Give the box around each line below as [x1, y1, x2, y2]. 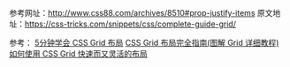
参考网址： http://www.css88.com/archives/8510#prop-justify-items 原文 [9, 8, 273, 18]
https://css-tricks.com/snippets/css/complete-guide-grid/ [25, 19, 237, 29]
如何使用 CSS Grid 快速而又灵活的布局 [9, 48, 148, 59]
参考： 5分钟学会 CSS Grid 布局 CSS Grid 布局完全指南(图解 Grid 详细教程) [9, 38, 279, 48]
